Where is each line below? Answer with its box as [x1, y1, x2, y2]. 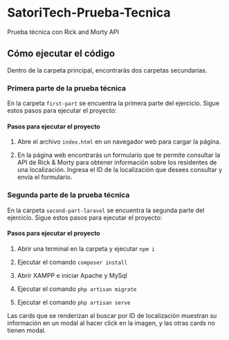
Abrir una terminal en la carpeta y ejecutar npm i [17, 244, 156, 253]
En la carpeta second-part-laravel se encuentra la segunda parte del [7, 206, 205, 214]
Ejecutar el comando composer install [17, 258, 128, 266]
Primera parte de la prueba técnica [7, 83, 127, 93]
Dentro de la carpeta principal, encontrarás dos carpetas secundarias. [7, 66, 208, 74]
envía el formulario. [17, 173, 73, 181]
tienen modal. [7, 326, 46, 334]
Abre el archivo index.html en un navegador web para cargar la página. [17, 138, 221, 146]
